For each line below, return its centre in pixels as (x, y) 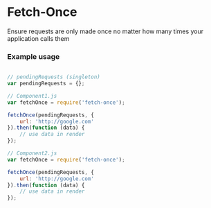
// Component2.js (32, 153)
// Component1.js (32, 96)
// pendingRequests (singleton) (54, 77)
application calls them (38, 38)
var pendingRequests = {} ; (46, 84)
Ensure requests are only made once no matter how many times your (105, 31)
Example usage (34, 56)
